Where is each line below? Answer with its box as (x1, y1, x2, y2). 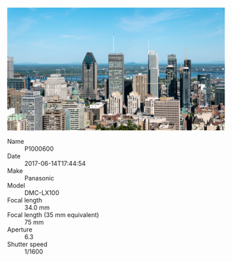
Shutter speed (7, 240, 48, 248)
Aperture (7, 225, 32, 234)
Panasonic (24, 174, 55, 182)
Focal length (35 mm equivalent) (7, 210, 99, 218)
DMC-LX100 (24, 188, 60, 197)
